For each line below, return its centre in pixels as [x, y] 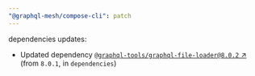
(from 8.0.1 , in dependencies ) [68, 63]
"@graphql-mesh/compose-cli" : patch [70, 16]
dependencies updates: [48, 39]
